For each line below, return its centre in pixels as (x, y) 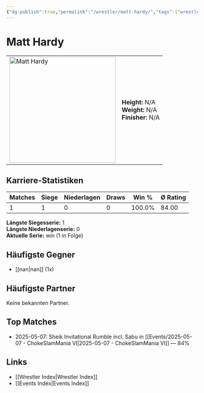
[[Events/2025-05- (168, 337)
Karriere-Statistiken (45, 180)
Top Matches (32, 322)
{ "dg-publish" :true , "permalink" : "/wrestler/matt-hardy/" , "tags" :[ (92, 12)
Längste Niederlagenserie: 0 (43, 229)
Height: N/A (139, 102)
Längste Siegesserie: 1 (36, 223)
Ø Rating (173, 198)
